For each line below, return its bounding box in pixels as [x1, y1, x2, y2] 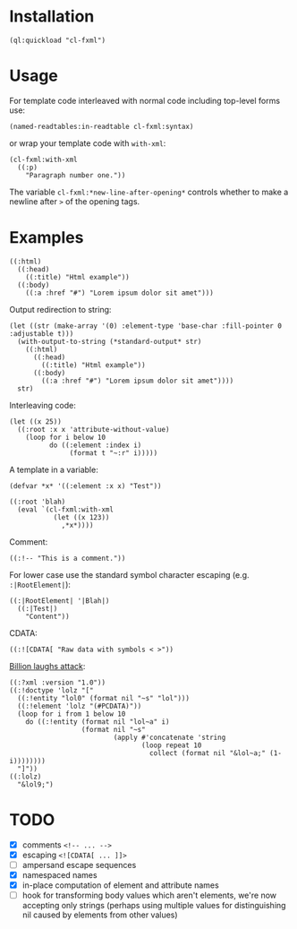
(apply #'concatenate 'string [113, 733, 226, 742]
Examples [9, 228, 84, 248]
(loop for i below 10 [25, 433, 106, 442]
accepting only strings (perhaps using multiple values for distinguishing [21, 900, 286, 911]
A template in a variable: [9, 464, 98, 475]
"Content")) [25, 612, 70, 621]
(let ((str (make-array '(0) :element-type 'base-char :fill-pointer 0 [9, 321, 282, 331]
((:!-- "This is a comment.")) [9, 554, 126, 563]
